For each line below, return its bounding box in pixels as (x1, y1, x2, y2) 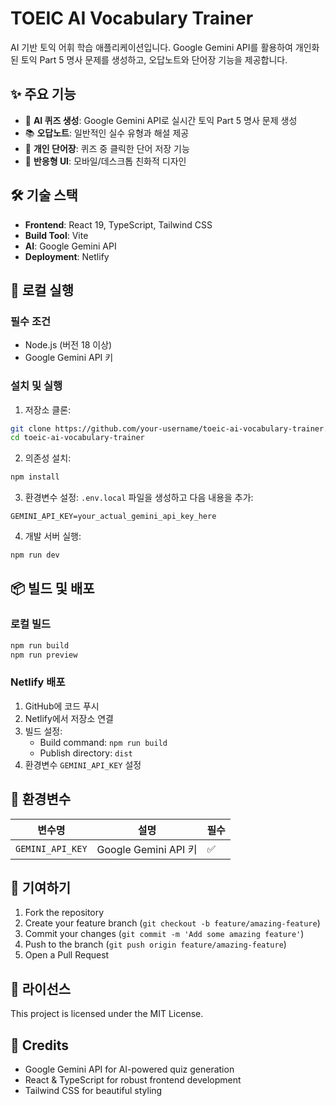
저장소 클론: (24, 403, 72, 416)
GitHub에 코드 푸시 (24, 700, 100, 712)
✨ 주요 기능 (10, 86, 77, 103)
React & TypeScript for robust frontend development (24, 1074, 242, 1086)
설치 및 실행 (10, 379, 63, 393)
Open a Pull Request (24, 949, 110, 961)
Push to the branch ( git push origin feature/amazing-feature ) (24, 938, 287, 951)
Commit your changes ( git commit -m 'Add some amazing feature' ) (24, 928, 305, 940)
